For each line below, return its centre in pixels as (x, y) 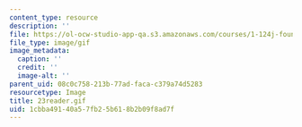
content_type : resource (54, 17)
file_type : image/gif (50, 42)
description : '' (40, 26)
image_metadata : (40, 51)
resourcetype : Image (48, 92)
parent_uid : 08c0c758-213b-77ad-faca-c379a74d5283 (106, 84)
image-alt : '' (44, 76)
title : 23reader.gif (48, 101)
